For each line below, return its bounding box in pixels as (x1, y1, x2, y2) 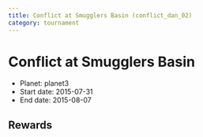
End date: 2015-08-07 (19, 95, 92, 105)
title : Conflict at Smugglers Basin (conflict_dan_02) (8, 11, 193, 20)
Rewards (8, 118, 53, 131)
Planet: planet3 (19, 79, 70, 88)
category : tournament (8, 19, 80, 27)
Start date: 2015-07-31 (19, 87, 93, 97)
